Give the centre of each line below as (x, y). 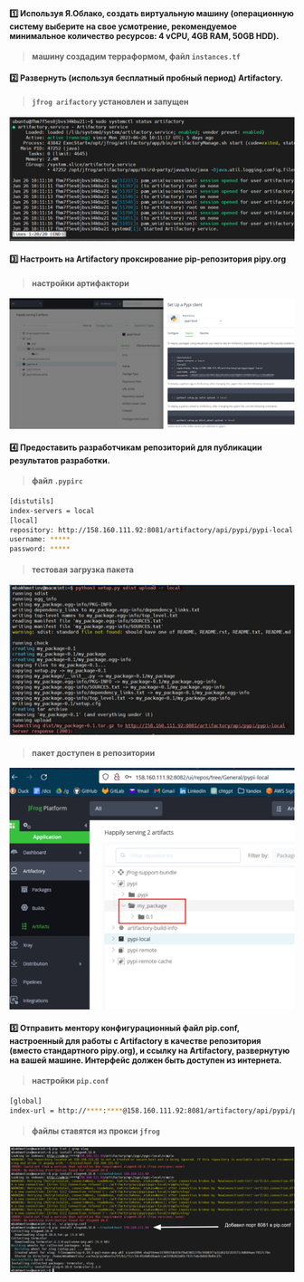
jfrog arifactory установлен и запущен (110, 102)
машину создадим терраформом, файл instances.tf (136, 57)
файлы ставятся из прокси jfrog (95, 1131)
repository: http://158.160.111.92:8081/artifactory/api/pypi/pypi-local (152, 530)
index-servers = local (52, 511)
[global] (26, 1101)
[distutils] (32, 501)
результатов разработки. (60, 460)
